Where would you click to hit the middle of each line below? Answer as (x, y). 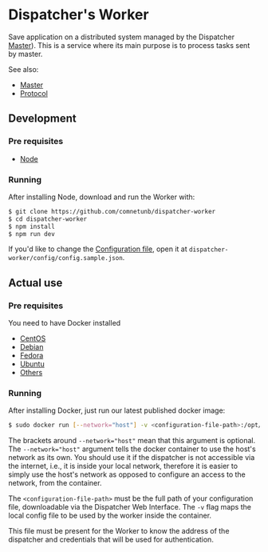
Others (31, 373)
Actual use (35, 283)
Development (43, 119)
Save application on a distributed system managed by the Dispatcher (122, 37)
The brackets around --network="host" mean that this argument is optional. (132, 441)
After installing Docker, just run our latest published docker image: (117, 410)
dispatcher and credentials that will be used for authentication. (111, 540)
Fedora (32, 356)
